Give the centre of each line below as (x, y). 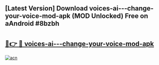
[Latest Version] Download (47, 8)
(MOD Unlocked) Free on (110, 16)
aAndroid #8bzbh (32, 24)
